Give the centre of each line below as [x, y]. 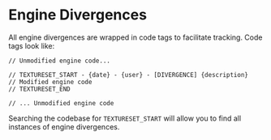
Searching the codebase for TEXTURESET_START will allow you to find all [125, 118]
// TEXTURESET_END [39, 89]
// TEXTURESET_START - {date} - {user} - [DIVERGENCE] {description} [129, 74]
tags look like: [32, 45]
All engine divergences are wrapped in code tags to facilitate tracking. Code [135, 37]
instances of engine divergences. [64, 126]
